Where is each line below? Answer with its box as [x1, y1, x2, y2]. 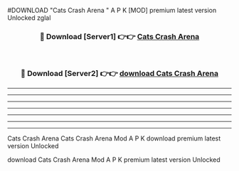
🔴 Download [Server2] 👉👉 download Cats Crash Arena [20, 69, 219, 79]
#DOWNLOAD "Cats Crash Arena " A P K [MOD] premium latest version [7, 6, 217, 14]
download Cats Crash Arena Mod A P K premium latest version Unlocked [7, 155, 221, 164]
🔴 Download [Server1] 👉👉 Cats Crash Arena [39, 31, 200, 41]
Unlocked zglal [7, 13, 51, 22]
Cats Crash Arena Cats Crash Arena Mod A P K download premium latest [7, 134, 221, 143]
